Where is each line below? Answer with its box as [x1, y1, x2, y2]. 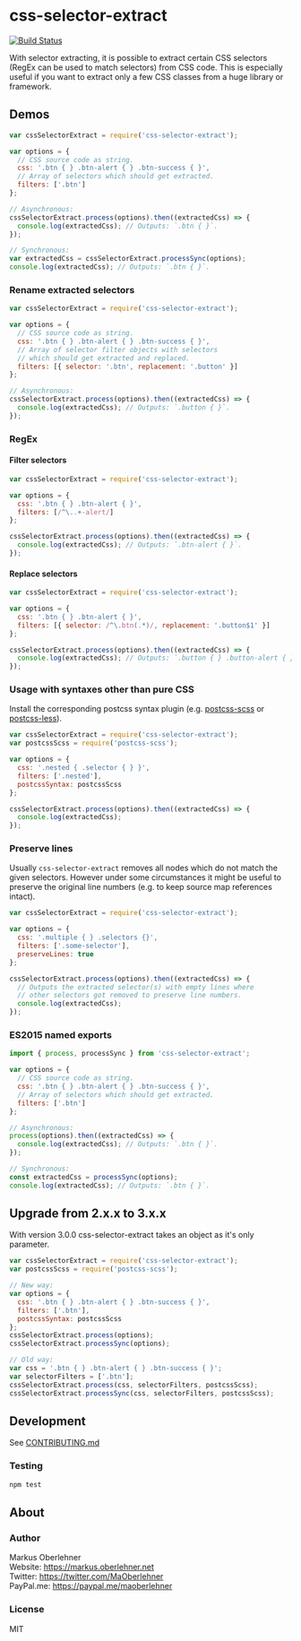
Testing [9, 1460, 43, 1473]
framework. [9, 81, 52, 91]
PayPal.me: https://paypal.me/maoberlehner [9, 1581, 173, 1592]
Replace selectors [9, 568, 78, 579]
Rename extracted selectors [9, 283, 135, 296]
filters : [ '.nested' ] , [17, 772, 102, 781]
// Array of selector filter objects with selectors [17, 345, 219, 354]
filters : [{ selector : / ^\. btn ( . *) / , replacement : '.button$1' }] [17, 620, 271, 630]
